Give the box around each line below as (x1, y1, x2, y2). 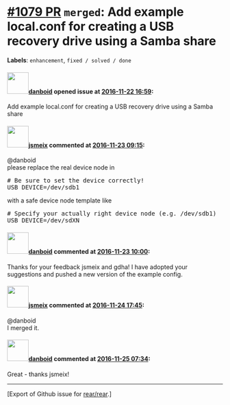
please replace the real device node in (7, 163, 115, 172)
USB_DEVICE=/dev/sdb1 (7, 183, 80, 192)
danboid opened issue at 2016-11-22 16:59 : (28, 87, 154, 95)
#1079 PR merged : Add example (7, 4, 184, 20)
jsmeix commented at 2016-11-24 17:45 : (28, 301, 145, 310)
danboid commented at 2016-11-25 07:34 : (28, 355, 151, 363)
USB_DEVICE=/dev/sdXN (7, 217, 80, 224)
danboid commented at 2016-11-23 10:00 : (28, 247, 151, 255)
